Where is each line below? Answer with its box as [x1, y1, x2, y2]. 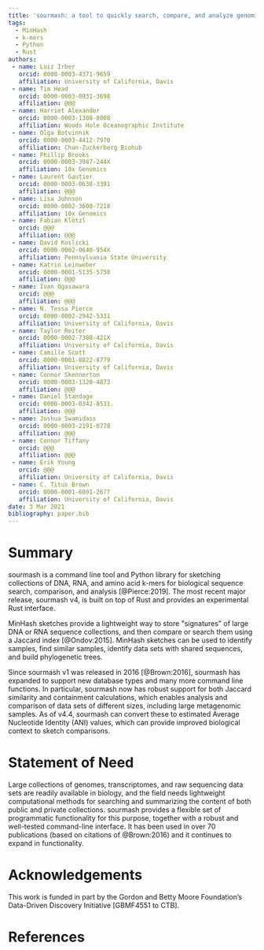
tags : [8, 19, 26, 27]
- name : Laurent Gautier [11, 173, 93, 181]
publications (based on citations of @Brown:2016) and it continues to [8, 830, 232, 840]
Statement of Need [8, 754, 134, 772]
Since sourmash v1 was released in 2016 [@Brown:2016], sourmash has [8, 668, 241, 677]
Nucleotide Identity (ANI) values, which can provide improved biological [8, 718, 241, 728]
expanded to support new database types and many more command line [8, 676, 244, 686]
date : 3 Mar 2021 [8, 502, 65, 511]
